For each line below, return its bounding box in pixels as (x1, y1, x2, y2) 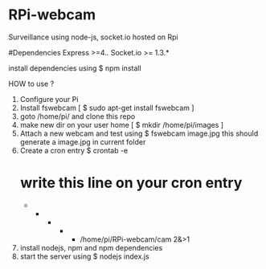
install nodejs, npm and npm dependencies (19, 243, 163, 252)
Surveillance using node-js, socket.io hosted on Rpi (8, 32, 178, 42)
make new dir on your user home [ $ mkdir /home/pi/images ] (19, 120, 223, 129)
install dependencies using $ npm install (8, 63, 142, 73)
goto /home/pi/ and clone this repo (19, 111, 136, 121)
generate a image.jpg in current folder (19, 137, 146, 146)
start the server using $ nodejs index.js (19, 251, 150, 261)
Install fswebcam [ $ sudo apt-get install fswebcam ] (19, 103, 194, 112)
